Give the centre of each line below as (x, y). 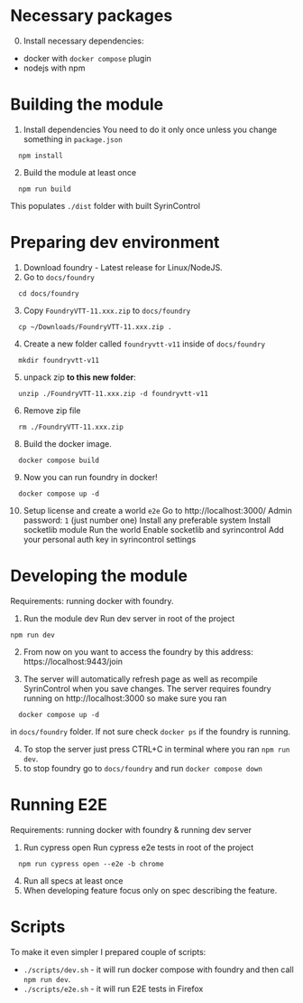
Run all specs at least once (73, 880)
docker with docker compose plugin (87, 58)
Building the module (87, 104)
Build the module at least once (80, 172)
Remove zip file (52, 410)
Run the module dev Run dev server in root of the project (129, 618)
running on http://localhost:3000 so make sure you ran (125, 698)
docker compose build (59, 460)
